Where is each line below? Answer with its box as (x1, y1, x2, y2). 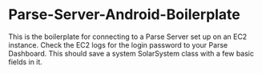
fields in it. (8, 57, 42, 67)
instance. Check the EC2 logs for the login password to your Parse (8, 40, 228, 49)
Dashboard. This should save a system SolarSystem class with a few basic (8, 48, 255, 58)
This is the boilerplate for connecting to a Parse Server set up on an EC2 (8, 32, 248, 41)
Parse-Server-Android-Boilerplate (8, 6, 240, 24)
